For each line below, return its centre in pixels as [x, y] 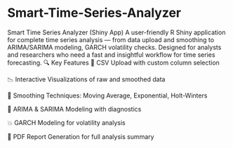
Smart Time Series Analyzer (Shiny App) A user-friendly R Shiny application [116, 32]
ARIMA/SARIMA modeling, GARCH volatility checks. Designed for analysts [114, 47]
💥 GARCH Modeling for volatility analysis [66, 122]
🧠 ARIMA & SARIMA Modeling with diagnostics [74, 109]
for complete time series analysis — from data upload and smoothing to [111, 39]
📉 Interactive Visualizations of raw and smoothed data [86, 79]
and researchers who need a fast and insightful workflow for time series [111, 55]
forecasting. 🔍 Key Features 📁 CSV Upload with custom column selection [113, 62]
